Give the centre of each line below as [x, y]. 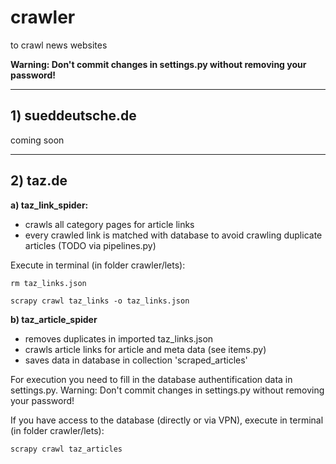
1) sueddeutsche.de [73, 116]
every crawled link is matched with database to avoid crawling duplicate [173, 235]
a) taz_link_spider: [49, 205]
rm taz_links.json [48, 283]
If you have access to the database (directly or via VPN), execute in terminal [167, 420]
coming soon [37, 140]
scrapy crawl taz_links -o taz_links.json [100, 301]
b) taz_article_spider [54, 319]
